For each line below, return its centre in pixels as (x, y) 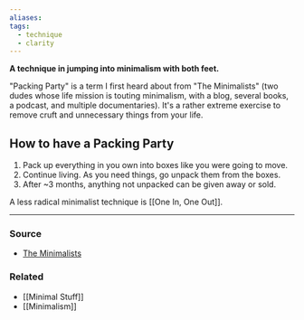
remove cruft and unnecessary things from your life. (106, 115)
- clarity (36, 43)
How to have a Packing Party (92, 143)
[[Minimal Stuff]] (53, 296)
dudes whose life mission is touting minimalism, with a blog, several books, (149, 96)
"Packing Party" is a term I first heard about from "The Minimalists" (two (144, 86)
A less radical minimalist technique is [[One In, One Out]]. (116, 202)
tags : (19, 26)
